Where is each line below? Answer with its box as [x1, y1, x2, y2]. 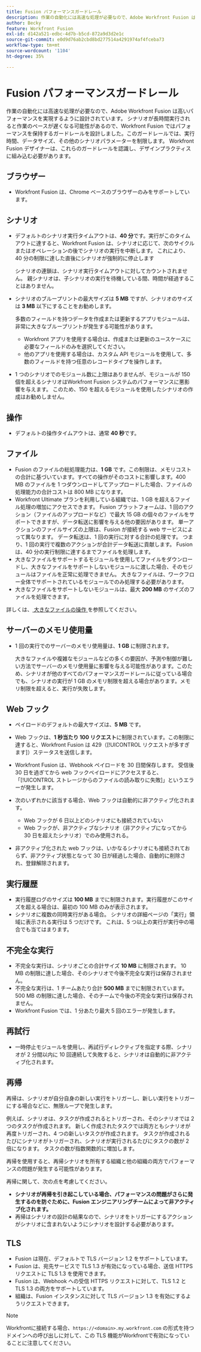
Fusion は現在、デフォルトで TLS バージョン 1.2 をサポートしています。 [14, 1255, 191, 1262]
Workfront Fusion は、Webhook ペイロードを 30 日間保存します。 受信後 [14, 762, 194, 769]
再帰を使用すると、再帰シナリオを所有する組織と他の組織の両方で [6, 1157, 169, 1164]
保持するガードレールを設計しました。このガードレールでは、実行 [32, 129, 195, 137]
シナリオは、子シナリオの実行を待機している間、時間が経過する [32, 275, 190, 282]
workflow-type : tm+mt [6, 43, 60, 49]
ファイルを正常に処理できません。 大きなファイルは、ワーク [35, 571, 184, 578]
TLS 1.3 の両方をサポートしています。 [14, 1285, 108, 1292]
